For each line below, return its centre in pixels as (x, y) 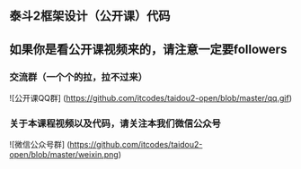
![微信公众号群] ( (40, 145)
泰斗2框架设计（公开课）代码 (90, 16)
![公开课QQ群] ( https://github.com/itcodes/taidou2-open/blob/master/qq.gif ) (150, 98)
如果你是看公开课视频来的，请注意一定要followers (148, 49)
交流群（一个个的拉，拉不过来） (79, 77)
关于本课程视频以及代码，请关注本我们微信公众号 (115, 123)
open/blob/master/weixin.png (64, 155)
